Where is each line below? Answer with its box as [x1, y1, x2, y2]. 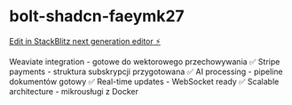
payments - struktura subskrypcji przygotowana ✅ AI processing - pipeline [9, 66, 283, 77]
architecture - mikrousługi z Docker [9, 86, 139, 96]
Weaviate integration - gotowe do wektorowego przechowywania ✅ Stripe [9, 56, 280, 67]
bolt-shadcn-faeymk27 [9, 6, 185, 26]
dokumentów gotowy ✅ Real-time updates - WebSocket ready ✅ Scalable [9, 76, 280, 86]
